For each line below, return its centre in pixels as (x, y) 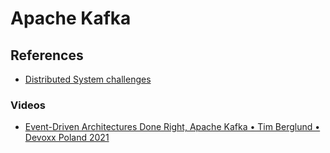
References (47, 55)
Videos (28, 105)
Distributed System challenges (88, 79)
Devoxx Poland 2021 (67, 138)
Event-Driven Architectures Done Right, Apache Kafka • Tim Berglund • (172, 127)
